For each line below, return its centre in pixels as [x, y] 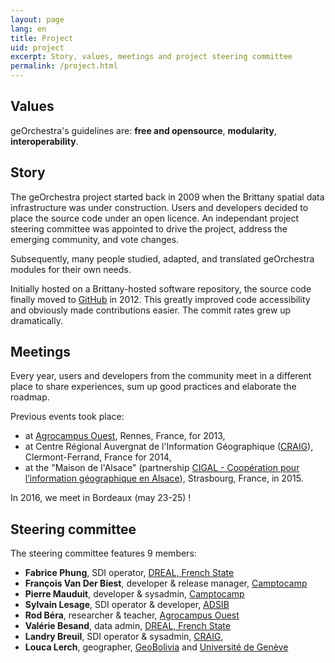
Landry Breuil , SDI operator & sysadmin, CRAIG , [124, 637]
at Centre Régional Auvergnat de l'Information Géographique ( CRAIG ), [169, 447]
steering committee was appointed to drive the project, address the [149, 228]
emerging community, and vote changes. [95, 239]
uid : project [37, 47]
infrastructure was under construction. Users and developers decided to [159, 207]
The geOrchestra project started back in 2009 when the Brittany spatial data [167, 197]
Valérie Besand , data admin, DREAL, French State [127, 626]
